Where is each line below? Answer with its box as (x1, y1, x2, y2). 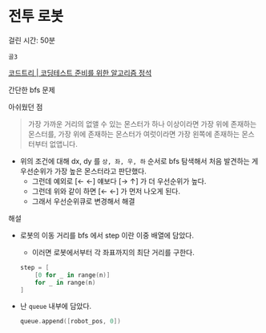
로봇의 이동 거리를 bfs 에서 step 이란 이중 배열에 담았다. (19, 230, 195, 240)
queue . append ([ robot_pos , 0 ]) (19, 318, 122, 326)
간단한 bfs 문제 (8, 85, 56, 95)
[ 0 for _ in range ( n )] (34, 270, 111, 279)
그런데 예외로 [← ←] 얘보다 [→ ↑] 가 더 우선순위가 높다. (31, 176, 207, 185)
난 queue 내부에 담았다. (19, 302, 92, 311)
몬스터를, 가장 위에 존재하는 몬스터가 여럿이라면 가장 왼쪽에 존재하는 (27, 129, 240, 139)
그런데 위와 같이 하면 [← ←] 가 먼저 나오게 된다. (31, 186, 180, 196)
